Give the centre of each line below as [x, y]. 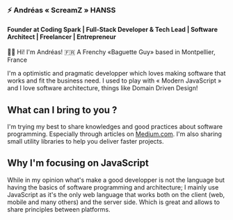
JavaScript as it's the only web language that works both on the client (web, [116, 194]
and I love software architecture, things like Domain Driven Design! [103, 88]
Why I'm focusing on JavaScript [78, 163]
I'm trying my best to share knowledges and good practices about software [115, 126]
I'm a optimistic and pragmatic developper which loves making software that [116, 74]
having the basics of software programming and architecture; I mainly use [113, 187]
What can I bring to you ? [62, 110]
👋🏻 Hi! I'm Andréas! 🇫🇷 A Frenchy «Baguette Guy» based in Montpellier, [111, 52]
